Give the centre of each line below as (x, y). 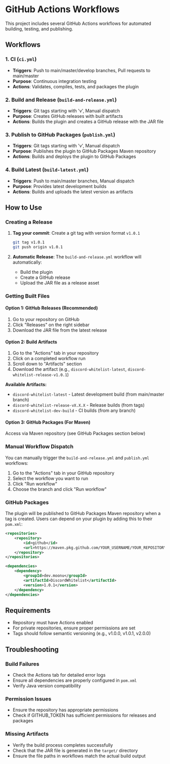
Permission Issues (28, 698)
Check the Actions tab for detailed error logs (59, 675)
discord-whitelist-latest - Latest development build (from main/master (88, 394)
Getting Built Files (28, 296)
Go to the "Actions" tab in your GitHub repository (63, 473)
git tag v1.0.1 (29, 242)
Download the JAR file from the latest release (60, 330)
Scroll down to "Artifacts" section (47, 364)
